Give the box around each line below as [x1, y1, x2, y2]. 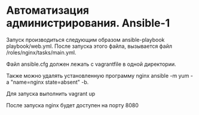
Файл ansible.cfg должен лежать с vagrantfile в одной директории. [6, 60, 176, 68]
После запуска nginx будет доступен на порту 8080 [6, 101, 139, 108]
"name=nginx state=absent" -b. [10, 78, 89, 86]
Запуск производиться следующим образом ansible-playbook [6, 36, 165, 43]
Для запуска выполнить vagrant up [6, 90, 96, 97]
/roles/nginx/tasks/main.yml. [6, 49, 76, 56]
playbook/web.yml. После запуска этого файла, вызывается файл [6, 43, 172, 50]
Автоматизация [6, 4, 90, 17]
